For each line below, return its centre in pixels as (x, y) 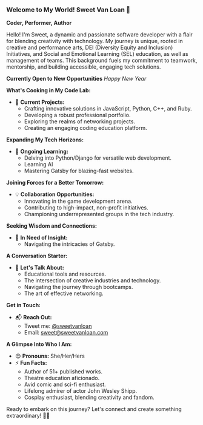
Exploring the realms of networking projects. (79, 121)
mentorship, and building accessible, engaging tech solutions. (84, 67)
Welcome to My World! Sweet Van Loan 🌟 (68, 10)
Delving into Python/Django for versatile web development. (98, 158)
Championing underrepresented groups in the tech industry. (99, 214)
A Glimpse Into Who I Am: (39, 344)
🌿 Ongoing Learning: (42, 152)
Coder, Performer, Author (39, 23)
